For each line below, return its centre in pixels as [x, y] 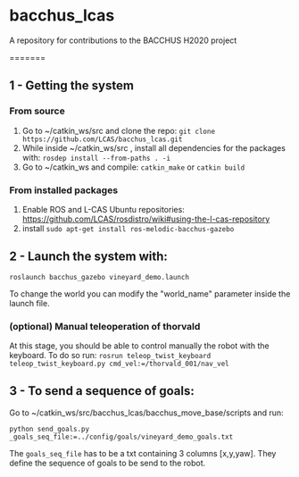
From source [37, 111]
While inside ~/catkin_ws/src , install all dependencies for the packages [154, 147]
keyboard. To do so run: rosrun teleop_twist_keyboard [110, 356]
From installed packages [64, 190]
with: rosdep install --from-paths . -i [96, 157]
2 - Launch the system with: [88, 257]
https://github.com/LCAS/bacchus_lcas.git [102, 139]
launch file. [30, 303]
